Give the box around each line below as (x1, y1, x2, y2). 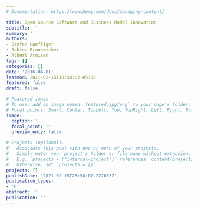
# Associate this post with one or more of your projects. (6, 146, 160, 151)
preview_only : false (11, 129, 62, 135)
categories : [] (6, 63, 44, 69)
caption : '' (11, 118, 41, 124)
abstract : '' (6, 189, 38, 195)
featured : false (6, 80, 46, 86)
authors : (6, 36, 28, 42)
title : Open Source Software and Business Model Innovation (6, 19, 157, 25)
